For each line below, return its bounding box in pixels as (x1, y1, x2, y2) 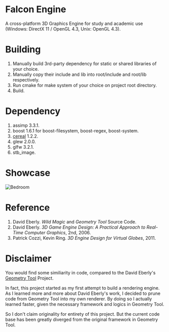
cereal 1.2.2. (12, 133, 39, 139)
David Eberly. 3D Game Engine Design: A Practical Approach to (12, 224, 146, 230)
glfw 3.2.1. (12, 144, 35, 150)
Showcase (5, 167, 51, 179)
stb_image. (12, 149, 36, 155)
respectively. (12, 76, 40, 82)
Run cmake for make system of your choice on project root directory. (12, 82, 157, 88)
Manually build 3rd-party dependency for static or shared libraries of (12, 60, 157, 67)
